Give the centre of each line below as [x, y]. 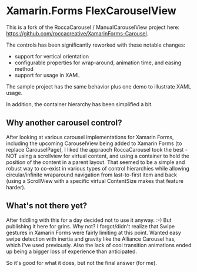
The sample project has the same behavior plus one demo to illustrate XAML [98, 86]
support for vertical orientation [52, 56]
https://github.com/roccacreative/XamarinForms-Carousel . [77, 33]
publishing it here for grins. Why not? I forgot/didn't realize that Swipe [91, 226]
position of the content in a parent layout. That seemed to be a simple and [96, 162]
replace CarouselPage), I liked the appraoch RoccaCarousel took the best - [97, 149]
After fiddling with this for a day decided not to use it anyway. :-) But [89, 220]
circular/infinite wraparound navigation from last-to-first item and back [92, 175]
